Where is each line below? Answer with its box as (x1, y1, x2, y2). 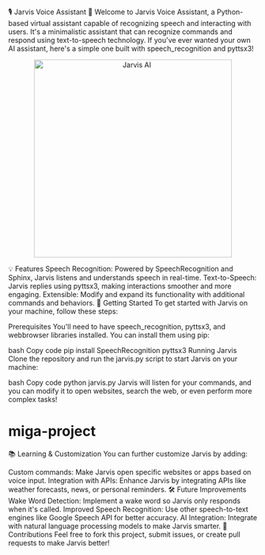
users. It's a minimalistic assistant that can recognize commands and (8, 27, 233, 36)
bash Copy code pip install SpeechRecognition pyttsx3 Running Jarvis (8, 346, 237, 355)
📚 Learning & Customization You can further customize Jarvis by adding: (8, 449, 248, 458)
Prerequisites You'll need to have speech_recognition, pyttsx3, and (8, 322, 226, 331)
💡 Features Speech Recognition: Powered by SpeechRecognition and (8, 264, 233, 273)
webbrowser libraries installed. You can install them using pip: (8, 330, 210, 340)
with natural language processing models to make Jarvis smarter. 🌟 (8, 521, 228, 530)
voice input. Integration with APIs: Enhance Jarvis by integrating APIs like (8, 475, 247, 485)
